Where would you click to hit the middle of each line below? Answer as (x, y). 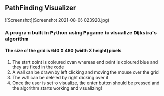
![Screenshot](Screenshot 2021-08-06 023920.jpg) (57, 20)
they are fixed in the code (38, 67)
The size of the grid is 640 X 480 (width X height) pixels (63, 51)
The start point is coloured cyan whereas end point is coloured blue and (85, 62)
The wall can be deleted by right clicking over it (60, 77)
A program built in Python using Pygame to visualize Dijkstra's (81, 32)
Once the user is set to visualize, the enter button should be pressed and (86, 83)
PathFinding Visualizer (41, 8)
